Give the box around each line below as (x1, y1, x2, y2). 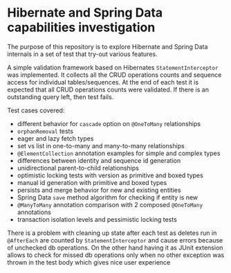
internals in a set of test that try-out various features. (7, 50, 158, 58)
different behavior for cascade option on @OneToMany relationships (17, 119, 201, 127)
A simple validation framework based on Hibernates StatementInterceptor (7, 63, 219, 71)
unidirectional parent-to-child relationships (17, 164, 140, 172)
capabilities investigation (7, 19, 156, 35)
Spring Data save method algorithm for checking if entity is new (17, 193, 198, 202)
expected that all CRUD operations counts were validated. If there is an (7, 85, 210, 94)
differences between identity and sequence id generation (17, 156, 181, 164)
